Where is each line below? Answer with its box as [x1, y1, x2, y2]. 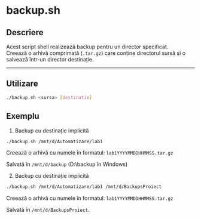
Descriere [6, 27, 44, 38]
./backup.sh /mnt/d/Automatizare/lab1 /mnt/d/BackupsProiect [6, 184, 162, 190]
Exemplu [6, 111, 40, 121]
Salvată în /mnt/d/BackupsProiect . [6, 206, 90, 214]
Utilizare [6, 79, 38, 89]
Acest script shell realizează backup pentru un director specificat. [6, 43, 169, 50]
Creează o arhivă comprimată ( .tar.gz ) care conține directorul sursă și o [6, 50, 186, 57]
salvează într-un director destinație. [6, 56, 94, 63]
